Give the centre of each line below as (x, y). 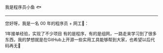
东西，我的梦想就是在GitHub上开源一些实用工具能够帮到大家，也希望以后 (78, 40)
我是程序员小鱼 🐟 (23, 7)
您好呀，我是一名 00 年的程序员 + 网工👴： (47, 23)
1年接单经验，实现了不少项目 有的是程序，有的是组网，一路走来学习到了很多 (81, 33)
